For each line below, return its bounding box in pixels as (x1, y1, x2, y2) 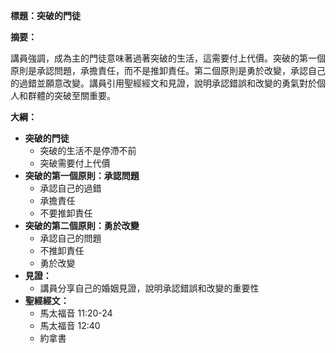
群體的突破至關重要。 (27, 90, 116, 101)
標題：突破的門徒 (10, 10, 81, 21)
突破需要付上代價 (39, 157, 111, 169)
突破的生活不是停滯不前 (39, 145, 137, 156)
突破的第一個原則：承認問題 (24, 170, 140, 181)
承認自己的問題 (39, 232, 102, 244)
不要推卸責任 (39, 207, 93, 219)
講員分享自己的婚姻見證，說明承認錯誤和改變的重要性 (39, 282, 260, 294)
